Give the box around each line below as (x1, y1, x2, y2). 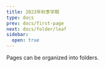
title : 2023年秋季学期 (6, 9, 60, 15)
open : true (12, 37, 40, 43)
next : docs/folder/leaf (6, 26, 67, 32)
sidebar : (6, 32, 29, 38)
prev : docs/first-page (6, 20, 64, 26)
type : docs (6, 15, 34, 21)
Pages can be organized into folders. (6, 54, 99, 61)
